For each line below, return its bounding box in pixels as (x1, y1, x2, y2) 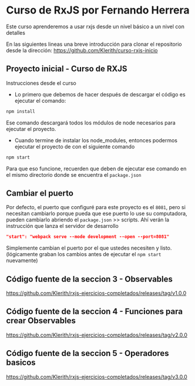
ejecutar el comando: (14, 97, 66, 104)
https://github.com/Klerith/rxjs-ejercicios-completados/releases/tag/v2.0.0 (6, 331, 188, 338)
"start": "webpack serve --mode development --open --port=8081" (6, 234, 169, 240)
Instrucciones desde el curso (6, 79, 76, 86)
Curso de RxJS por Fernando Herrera (6, 4, 190, 17)
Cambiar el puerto (6, 188, 73, 198)
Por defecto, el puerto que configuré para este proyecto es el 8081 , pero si (6, 204, 186, 211)
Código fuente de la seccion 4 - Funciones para (6, 307, 183, 317)
